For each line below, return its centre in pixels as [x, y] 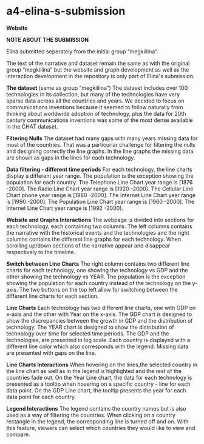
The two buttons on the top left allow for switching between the [98, 289]
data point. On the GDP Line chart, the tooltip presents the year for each [96, 390]
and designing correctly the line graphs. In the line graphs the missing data [100, 151]
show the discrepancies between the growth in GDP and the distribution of [100, 320]
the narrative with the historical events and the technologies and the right [98, 232]
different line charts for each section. [53, 296]
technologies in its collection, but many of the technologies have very [93, 94]
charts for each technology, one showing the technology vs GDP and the [97, 270]
